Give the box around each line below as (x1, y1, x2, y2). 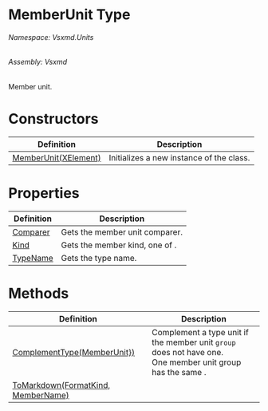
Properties (8, 184, 80, 203)
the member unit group (151, 337, 237, 348)
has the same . (151, 366, 207, 377)
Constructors (8, 110, 99, 128)
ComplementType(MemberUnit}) (12, 346, 136, 358)
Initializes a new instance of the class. (108, 152, 250, 163)
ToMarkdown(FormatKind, (12, 379, 111, 390)
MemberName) (12, 389, 69, 401)
